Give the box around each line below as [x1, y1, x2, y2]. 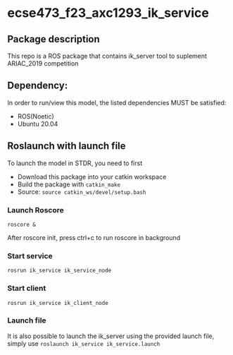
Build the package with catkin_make [17, 180, 121, 188]
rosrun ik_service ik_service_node [7, 267, 112, 275]
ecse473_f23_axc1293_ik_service [7, 5, 209, 21]
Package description [7, 33, 100, 45]
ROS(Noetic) [17, 112, 54, 121]
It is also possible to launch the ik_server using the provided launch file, [7, 332, 215, 340]
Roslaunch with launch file [7, 140, 126, 152]
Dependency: [7, 80, 68, 92]
